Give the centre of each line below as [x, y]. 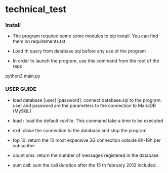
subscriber [24, 145]
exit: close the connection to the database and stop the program [79, 130]
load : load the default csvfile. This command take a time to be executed [88, 121]
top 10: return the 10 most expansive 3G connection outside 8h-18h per [87, 140]
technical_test [36, 9]
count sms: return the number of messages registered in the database [86, 155]
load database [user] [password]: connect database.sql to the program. [87, 100]
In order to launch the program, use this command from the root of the [86, 61]
